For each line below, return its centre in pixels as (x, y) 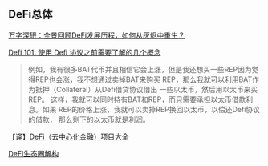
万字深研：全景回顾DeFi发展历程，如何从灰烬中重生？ (97, 35)
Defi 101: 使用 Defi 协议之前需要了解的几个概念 (85, 52)
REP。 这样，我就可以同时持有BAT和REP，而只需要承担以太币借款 (137, 99)
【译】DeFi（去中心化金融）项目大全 (69, 136)
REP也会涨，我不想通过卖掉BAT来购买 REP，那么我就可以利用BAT (144, 79)
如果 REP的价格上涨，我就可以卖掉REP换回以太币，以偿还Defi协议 (151, 109)
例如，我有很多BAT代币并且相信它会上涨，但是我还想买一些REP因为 (140, 69)
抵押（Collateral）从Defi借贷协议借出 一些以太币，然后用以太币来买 (146, 89)
